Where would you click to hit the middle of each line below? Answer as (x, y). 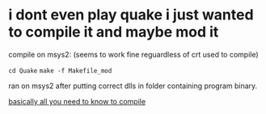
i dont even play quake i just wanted (131, 15)
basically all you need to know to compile (77, 101)
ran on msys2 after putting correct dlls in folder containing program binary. (133, 86)
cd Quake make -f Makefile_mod (60, 70)
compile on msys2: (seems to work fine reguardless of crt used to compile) (133, 54)
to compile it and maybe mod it (114, 32)
